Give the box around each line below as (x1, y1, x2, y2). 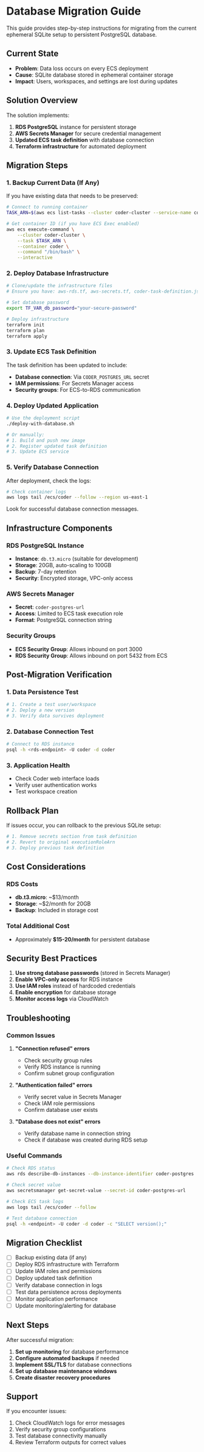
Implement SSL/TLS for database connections (15, 1361, 132, 1368)
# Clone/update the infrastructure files (6, 283, 113, 289)
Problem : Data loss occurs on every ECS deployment (15, 65, 149, 72)
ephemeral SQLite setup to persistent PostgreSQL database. (6, 30, 157, 38)
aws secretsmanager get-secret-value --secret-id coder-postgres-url (6, 1188, 186, 1194)
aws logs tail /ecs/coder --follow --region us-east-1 (6, 494, 148, 500)
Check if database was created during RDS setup (24, 1136, 148, 1143)
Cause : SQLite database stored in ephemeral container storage (15, 71, 174, 79)
